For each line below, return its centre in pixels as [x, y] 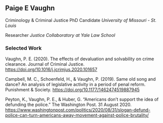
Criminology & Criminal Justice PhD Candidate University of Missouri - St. [81, 20]
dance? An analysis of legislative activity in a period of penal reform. [76, 85]
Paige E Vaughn [30, 8]
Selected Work [23, 48]
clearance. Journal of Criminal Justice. [45, 64]
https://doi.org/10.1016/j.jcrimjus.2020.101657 [51, 70]
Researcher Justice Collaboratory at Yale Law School [60, 35]
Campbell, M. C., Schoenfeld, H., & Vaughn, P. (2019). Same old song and [81, 79]
